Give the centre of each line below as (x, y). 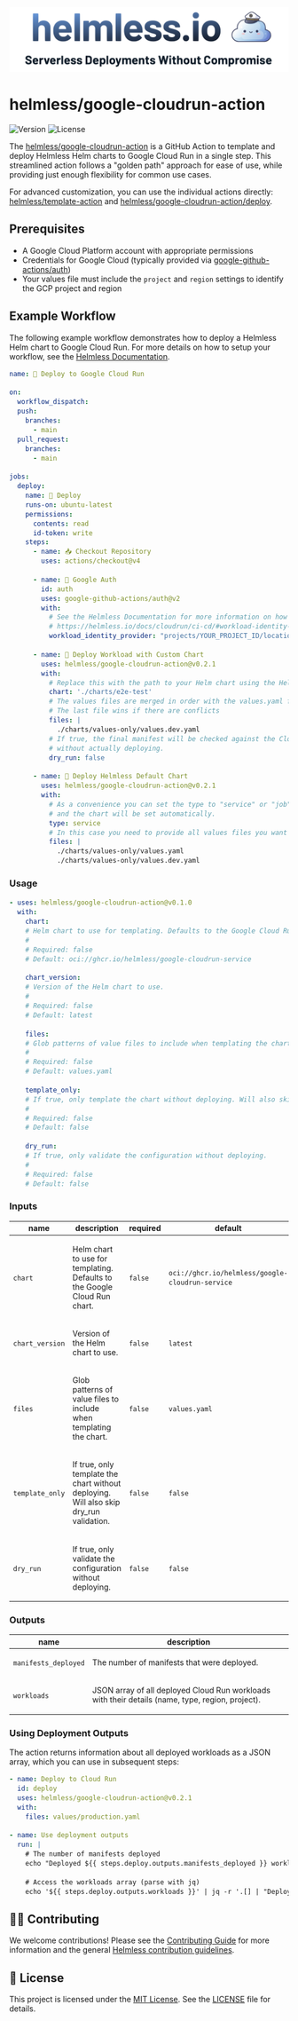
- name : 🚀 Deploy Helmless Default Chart (110, 777)
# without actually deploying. (106, 748)
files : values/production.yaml (83, 1817)
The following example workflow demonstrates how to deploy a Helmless (143, 337)
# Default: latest (59, 1015)
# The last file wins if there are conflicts (134, 711)
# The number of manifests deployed (93, 1854)
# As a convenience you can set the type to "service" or (158, 804)
